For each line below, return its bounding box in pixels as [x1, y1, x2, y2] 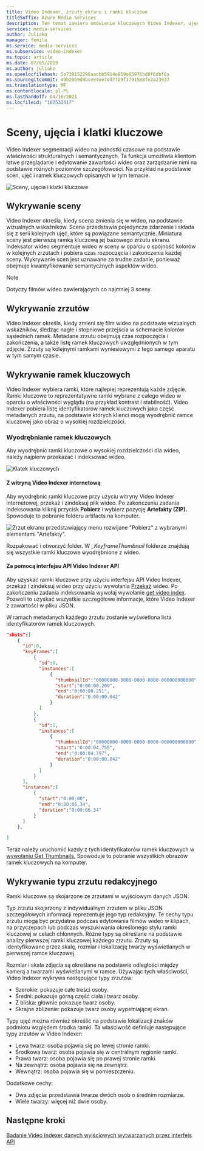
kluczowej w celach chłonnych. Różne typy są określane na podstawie [6, 930, 182, 938]
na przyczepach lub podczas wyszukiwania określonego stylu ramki [6, 924, 177, 931]
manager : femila [6, 37, 47, 43]
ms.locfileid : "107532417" [6, 99, 75, 105]
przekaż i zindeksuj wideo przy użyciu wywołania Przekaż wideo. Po [6, 582, 178, 590]
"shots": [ [6, 632, 32, 638]
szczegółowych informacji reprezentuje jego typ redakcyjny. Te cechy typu [6, 911, 194, 918]
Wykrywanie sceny [6, 201, 81, 211]
